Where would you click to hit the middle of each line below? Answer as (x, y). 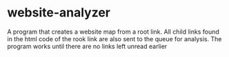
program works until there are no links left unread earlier (87, 46)
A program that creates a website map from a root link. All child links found (113, 32)
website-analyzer (59, 13)
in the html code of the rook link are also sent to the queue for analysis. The (114, 38)
